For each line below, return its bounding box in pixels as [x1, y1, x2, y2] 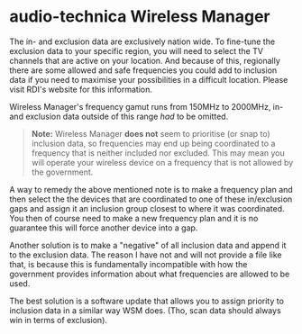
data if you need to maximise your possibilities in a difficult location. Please [9, 74, 288, 85]
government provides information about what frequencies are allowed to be [9, 268, 290, 279]
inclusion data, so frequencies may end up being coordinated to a [31, 138, 276, 149]
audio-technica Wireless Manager [9, 6, 270, 27]
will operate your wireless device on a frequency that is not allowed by [31, 157, 294, 167]
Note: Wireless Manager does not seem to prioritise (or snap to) [31, 128, 270, 139]
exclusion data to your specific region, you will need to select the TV [9, 45, 264, 56]
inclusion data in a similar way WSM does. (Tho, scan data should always [9, 304, 281, 316]
